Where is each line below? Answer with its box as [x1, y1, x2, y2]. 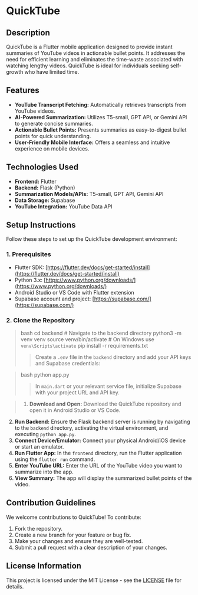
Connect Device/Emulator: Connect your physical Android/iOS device [14, 437, 186, 444]
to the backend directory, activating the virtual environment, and [14, 424, 169, 431]
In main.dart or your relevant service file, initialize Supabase [35, 382, 181, 390]
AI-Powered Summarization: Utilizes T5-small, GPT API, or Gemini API [14, 113, 187, 120]
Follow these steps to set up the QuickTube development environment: [6, 236, 177, 243]
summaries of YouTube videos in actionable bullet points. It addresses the [6, 50, 186, 57]
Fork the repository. [14, 525, 63, 532]
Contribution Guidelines [6, 498, 96, 508]
